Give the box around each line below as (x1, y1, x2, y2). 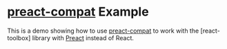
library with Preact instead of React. (32, 33, 135, 42)
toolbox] (7, 33, 31, 42)
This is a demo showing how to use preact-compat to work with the (7, 27, 199, 35)
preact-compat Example (7, 4, 150, 20)
